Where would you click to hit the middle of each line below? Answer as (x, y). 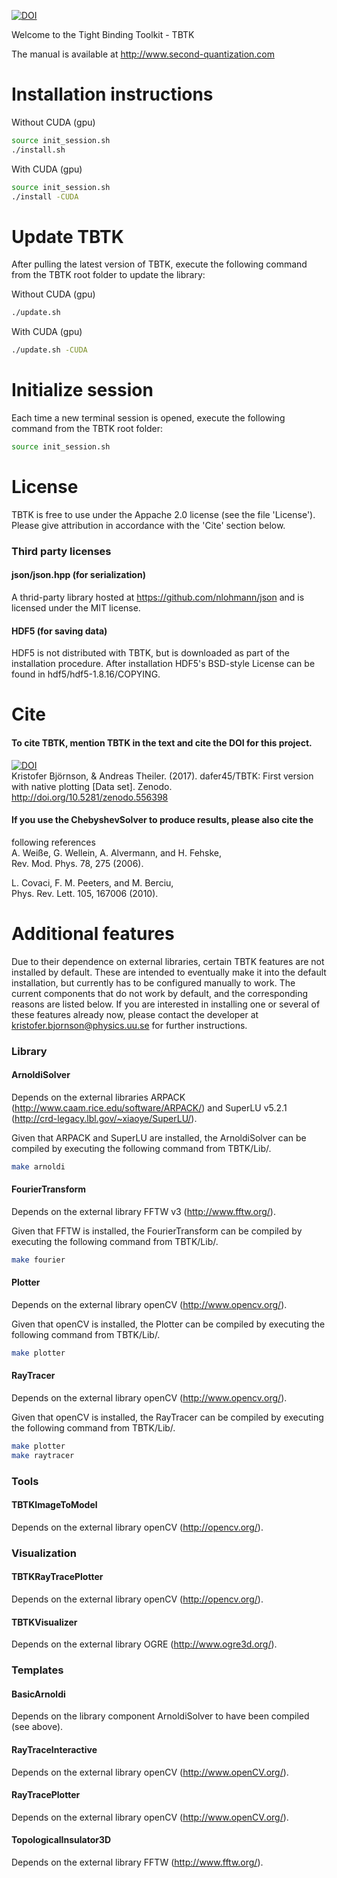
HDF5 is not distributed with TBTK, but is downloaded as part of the (150, 653)
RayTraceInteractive (54, 1750)
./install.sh (38, 150)
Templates (37, 1670)
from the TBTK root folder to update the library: (108, 275)
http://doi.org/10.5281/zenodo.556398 (90, 797)
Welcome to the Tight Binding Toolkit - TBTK (103, 34)
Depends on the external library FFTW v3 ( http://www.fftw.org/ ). (143, 1211)
